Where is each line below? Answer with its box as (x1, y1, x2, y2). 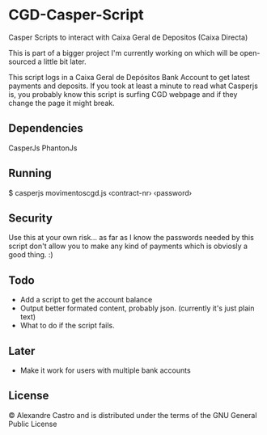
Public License (8, 419, 57, 429)
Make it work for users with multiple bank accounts (19, 365, 192, 375)
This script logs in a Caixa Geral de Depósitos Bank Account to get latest (8, 72, 251, 82)
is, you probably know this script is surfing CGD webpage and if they (8, 89, 238, 99)
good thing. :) (8, 250, 54, 260)
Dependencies (8, 121, 83, 135)
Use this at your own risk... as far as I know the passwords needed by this (8, 233, 255, 243)
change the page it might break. (8, 98, 115, 108)
